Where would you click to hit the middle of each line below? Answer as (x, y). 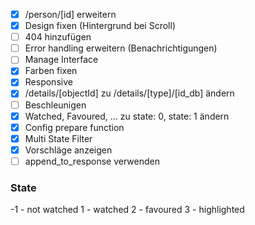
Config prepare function (74, 127)
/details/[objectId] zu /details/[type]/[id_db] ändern (129, 93)
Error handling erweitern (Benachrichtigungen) (121, 48)
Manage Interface (61, 60)
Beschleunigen (55, 105)
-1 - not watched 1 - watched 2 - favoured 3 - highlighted (127, 210)
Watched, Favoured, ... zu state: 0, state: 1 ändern (127, 116)
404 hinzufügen (58, 37)
